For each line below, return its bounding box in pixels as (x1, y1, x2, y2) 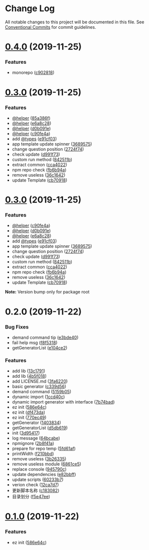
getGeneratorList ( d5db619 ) (12, 425, 68, 431)
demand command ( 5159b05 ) (12, 389, 71, 395)
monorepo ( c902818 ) (12, 70, 55, 75)
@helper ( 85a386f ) (12, 115, 51, 121)
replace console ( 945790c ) (12, 466, 67, 472)
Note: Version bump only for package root (5, 289, 90, 295)
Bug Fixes (5, 323, 29, 330)
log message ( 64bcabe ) (12, 435, 60, 441)
